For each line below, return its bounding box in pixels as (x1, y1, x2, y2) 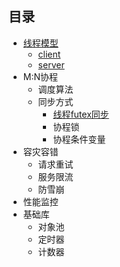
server (37, 58, 65, 71)
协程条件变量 (52, 133, 106, 145)
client (37, 48, 61, 60)
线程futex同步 (52, 108, 110, 120)
